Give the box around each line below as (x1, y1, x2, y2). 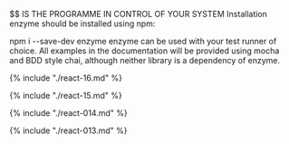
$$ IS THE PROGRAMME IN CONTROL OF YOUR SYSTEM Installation (9, 9, 267, 19)
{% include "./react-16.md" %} (9, 72, 122, 83)
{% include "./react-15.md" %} (9, 91, 122, 101)
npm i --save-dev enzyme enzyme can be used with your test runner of (9, 36, 277, 46)
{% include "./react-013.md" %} (9, 125, 128, 136)
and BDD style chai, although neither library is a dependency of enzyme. (9, 55, 281, 65)
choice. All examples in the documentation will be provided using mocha (9, 45, 280, 56)
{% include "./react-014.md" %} (9, 108, 129, 118)
